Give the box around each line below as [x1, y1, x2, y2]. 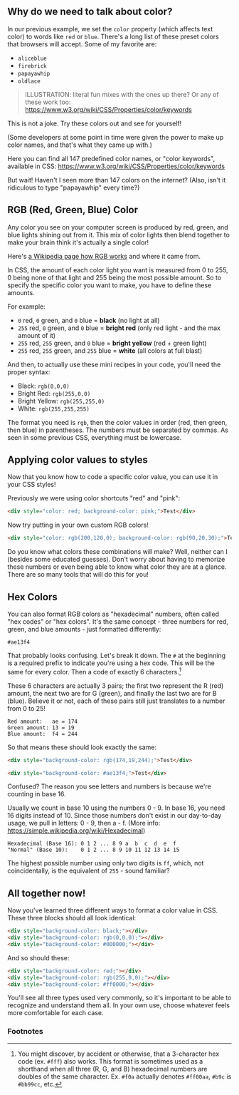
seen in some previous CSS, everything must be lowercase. [7, 433, 182, 441]
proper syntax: [7, 367, 51, 376]
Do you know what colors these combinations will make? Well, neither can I [7, 547, 228, 556]
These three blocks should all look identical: [7, 914, 137, 922]
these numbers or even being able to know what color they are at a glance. [7, 562, 227, 571]
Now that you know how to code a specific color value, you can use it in [7, 473, 218, 481]
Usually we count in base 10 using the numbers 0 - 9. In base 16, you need [7, 803, 225, 812]
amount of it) [17, 331, 55, 339]
